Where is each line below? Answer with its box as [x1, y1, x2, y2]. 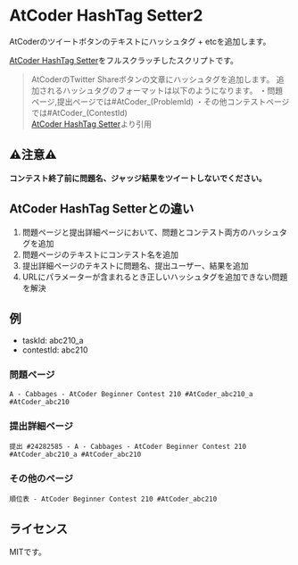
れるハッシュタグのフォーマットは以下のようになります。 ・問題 [46, 85, 284, 96]
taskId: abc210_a [21, 336, 84, 346]
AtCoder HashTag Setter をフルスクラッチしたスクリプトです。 [9, 54, 239, 65]
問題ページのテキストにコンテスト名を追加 [21, 249, 179, 260]
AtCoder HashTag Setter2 [9, 5, 203, 26]
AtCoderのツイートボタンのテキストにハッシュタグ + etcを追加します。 [9, 36, 271, 46]
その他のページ [9, 472, 74, 485]
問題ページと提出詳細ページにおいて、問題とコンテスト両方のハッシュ [21, 227, 280, 237]
